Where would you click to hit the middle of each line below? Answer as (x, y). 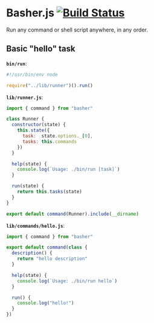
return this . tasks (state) (50, 191)
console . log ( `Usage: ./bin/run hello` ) (67, 281)
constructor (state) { (39, 125)
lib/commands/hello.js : (36, 225)
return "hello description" (52, 259)
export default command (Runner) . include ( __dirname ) (72, 214)
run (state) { (28, 186)
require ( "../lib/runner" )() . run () (50, 85)
